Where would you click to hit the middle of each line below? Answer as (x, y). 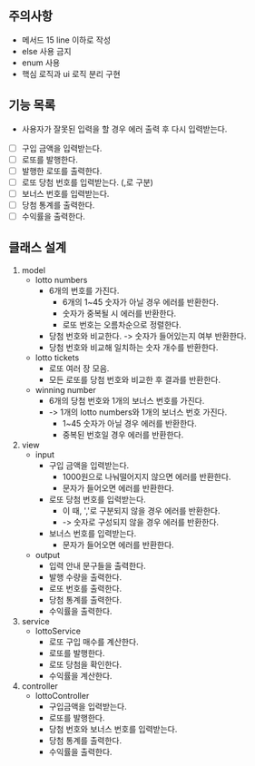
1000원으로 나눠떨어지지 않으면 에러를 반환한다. (147, 476)
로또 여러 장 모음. (79, 368)
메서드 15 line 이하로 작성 (66, 40)
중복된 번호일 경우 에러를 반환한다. (123, 435)
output (48, 555)
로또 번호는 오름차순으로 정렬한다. (122, 324)
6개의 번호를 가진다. (84, 290)
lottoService (58, 631)
